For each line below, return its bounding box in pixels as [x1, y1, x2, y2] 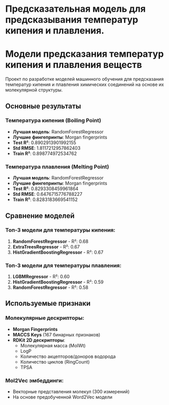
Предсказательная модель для [5, 3, 146, 15]
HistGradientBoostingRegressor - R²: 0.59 [12, 279, 104, 285]
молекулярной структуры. [5, 87, 63, 93]
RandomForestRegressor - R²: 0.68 [12, 238, 88, 244]
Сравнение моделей [5, 211, 75, 220]
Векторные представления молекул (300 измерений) [12, 389, 130, 395]
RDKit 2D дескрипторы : [12, 337, 65, 343]
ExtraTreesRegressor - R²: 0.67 [12, 243, 80, 250]
